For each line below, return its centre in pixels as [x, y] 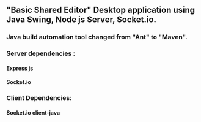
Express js [20, 68]
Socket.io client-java [33, 112]
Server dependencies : [41, 53]
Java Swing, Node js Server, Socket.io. [82, 20]
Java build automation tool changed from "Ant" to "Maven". [97, 37]
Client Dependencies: [39, 98]
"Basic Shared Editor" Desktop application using [101, 10]
